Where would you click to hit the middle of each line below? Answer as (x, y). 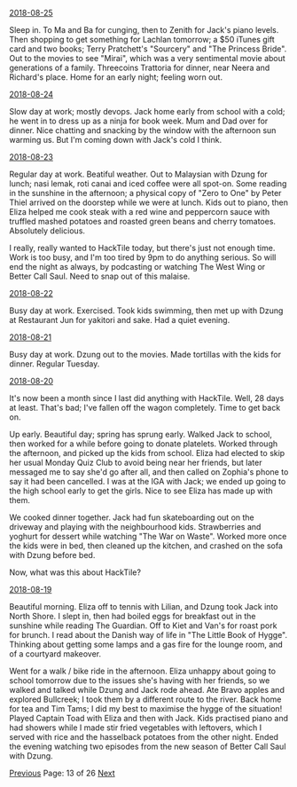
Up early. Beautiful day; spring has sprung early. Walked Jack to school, (141, 434)
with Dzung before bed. (52, 555)
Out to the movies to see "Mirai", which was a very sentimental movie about (147, 58)
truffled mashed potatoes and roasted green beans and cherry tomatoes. (143, 221)
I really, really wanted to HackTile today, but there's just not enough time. (142, 248)
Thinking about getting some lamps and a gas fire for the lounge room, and (146, 644)
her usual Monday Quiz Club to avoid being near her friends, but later (136, 462)
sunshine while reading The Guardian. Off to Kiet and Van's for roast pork (143, 626)
